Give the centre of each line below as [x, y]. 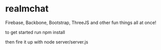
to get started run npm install [35, 32]
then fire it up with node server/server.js [47, 42]
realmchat [27, 9]
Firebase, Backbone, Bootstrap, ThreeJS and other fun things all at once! [81, 22]
